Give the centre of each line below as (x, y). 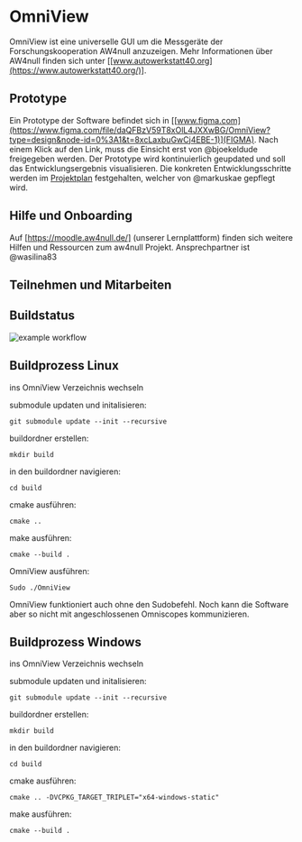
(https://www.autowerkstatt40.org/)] (77, 70)
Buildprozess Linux (64, 366)
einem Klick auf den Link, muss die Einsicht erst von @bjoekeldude (134, 149)
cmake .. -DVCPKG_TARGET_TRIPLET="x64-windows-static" (114, 798)
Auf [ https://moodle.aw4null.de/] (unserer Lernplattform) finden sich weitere (151, 237)
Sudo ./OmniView (40, 588)
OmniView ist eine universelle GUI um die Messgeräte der (116, 41)
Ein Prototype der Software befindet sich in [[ (93, 120)
